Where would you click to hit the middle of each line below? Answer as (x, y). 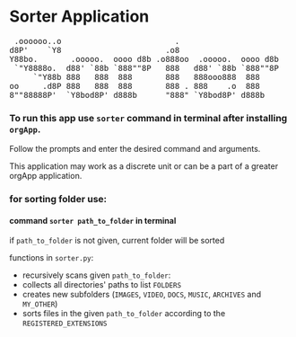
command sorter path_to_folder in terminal (93, 220)
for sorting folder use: (58, 200)
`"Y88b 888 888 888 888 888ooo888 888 (146, 77)
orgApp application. (46, 176)
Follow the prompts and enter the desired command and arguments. (135, 149)
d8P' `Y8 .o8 (95, 50)
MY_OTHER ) (40, 304)
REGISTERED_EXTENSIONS (65, 324)
